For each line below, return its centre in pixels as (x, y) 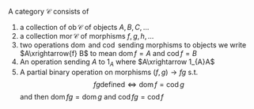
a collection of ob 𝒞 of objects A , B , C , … (84, 27)
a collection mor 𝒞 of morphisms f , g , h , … (87, 36)
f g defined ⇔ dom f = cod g (139, 84)
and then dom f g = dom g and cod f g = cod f (91, 96)
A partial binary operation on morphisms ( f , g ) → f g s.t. (109, 72)
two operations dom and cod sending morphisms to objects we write (133, 45)
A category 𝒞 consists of (49, 11)
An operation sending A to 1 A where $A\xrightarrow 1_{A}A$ (117, 62)
